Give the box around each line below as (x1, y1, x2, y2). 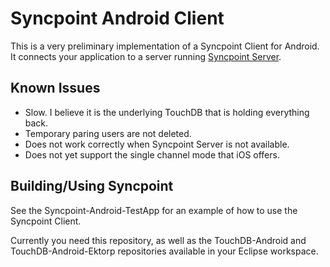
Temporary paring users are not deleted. (24, 127, 192, 139)
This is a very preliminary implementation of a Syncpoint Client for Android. (10, 40, 320, 52)
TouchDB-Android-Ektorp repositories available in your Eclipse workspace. (10, 245, 319, 257)
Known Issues (10, 80, 101, 97)
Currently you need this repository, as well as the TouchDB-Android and (10, 234, 307, 246)
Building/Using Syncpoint (10, 178, 174, 195)
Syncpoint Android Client (10, 7, 225, 30)
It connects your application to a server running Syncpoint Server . (10, 50, 282, 62)
